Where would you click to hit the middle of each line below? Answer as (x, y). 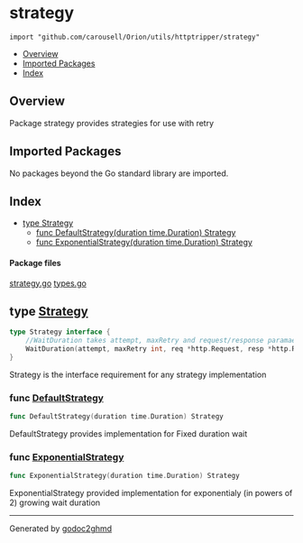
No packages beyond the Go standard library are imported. (119, 173)
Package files (35, 262)
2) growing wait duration (55, 502)
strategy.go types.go (48, 283)
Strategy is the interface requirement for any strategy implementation (138, 374)
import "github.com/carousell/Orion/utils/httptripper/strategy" (134, 37)
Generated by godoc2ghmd (61, 529)
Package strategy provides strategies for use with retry (112, 123)
